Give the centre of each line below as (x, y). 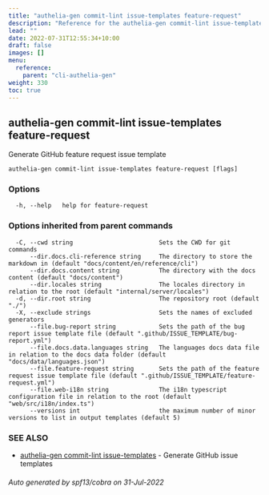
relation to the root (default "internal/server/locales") (109, 292)
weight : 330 (28, 82)
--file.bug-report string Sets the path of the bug (137, 326)
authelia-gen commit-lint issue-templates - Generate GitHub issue (129, 455)
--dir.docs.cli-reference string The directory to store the (141, 256)
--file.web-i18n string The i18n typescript (128, 389)
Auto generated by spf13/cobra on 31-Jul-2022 (86, 482)
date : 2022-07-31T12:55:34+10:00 (64, 38)
